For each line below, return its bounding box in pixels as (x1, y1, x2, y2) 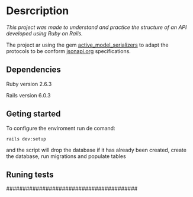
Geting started (6, 109, 61, 119)
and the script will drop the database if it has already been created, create (6, 146, 186, 153)
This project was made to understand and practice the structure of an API (6, 24, 187, 31)
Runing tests (6, 169, 54, 179)
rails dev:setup (6, 136, 46, 142)
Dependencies (6, 65, 61, 75)
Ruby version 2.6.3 (6, 80, 52, 87)
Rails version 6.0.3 (6, 91, 51, 98)
